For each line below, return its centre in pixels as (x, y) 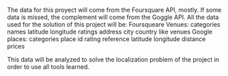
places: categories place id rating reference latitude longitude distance (106, 39)
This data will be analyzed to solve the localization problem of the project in (113, 60)
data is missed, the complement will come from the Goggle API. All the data (113, 17)
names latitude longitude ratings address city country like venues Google (110, 31)
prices (16, 46)
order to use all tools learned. (48, 67)
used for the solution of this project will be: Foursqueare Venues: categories (114, 24)
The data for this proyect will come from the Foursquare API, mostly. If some (114, 10)
